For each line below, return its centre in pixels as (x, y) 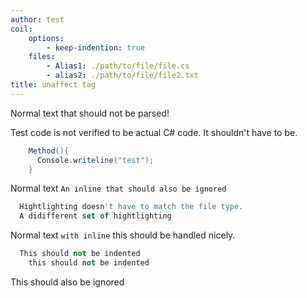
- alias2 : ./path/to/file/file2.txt (122, 76)
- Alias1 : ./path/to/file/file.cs (118, 66)
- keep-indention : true (95, 47)
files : (42, 57)
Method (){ (49, 151)
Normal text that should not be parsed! (90, 113)
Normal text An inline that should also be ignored (118, 188)
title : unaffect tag (53, 85)
